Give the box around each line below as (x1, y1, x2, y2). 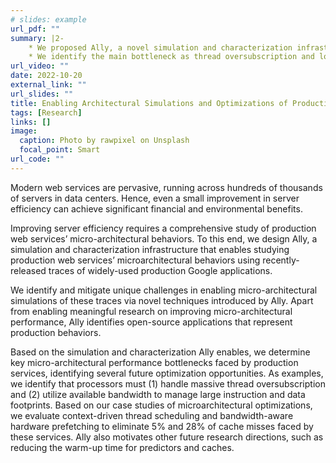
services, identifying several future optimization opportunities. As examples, (10, 367, 324, 379)
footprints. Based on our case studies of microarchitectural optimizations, (10, 399, 313, 411)
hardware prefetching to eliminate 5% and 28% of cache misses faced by (10, 420, 314, 432)
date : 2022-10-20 (10, 71, 83, 81)
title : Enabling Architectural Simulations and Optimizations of (10, 98, 288, 108)
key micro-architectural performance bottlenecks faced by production (10, 356, 299, 368)
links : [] (10, 117, 52, 127)
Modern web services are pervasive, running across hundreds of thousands (10, 181, 323, 193)
